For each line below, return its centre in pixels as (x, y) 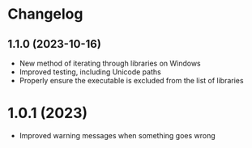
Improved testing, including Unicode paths (90, 72)
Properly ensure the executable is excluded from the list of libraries (131, 80)
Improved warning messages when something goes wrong (117, 135)
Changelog (45, 14)
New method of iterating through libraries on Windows (110, 63)
